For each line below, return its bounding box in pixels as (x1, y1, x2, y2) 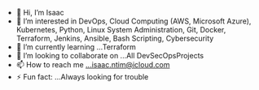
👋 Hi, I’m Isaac (15, 8, 64, 17)
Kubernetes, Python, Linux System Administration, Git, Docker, (15, 25, 226, 34)
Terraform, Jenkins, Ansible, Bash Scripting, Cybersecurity (15, 33, 214, 43)
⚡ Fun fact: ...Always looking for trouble (15, 72, 149, 81)
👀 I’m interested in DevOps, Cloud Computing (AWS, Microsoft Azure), (15, 16, 252, 26)
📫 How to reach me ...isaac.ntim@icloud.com (15, 60, 170, 69)
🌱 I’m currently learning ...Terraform (15, 42, 137, 52)
